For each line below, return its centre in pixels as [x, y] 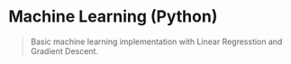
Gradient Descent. [64, 50]
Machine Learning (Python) [113, 17]
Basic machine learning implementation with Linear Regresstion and [156, 41]
